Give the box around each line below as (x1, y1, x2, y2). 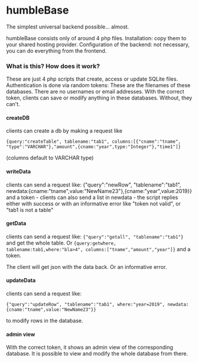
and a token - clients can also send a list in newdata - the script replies (6, 194, 178, 201)
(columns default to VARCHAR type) (6, 155, 94, 162)
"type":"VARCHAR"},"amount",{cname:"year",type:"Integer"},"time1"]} (6, 144, 181, 150)
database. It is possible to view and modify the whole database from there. (6, 350, 188, 357)
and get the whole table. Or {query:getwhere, (6, 239, 116, 246)
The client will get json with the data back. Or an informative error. (6, 263, 167, 270)
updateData (6, 277, 36, 284)
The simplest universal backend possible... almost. (6, 23, 129, 30)
